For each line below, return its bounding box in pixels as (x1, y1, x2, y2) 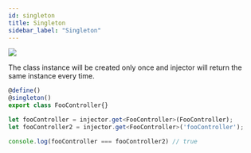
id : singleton (8, 11, 56, 20)
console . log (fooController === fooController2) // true (8, 137, 198, 145)
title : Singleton (8, 19, 66, 27)
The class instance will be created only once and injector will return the (8, 63, 242, 72)
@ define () (8, 86, 41, 95)
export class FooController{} (8, 101, 109, 109)
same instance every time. (8, 71, 95, 81)
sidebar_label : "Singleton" (8, 26, 102, 34)
